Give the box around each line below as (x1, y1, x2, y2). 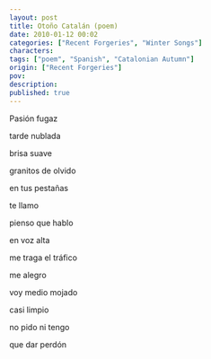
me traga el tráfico (9, 252, 78, 263)
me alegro (9, 269, 47, 280)
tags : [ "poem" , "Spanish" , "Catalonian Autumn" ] (9, 55, 195, 64)
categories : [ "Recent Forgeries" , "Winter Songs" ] (9, 38, 203, 48)
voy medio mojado (9, 286, 78, 297)
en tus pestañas (9, 182, 69, 193)
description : (9, 80, 58, 89)
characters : (9, 47, 54, 56)
